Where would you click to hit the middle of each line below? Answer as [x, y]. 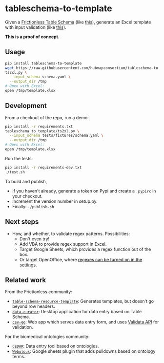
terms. [19, 357]
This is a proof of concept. [32, 37]
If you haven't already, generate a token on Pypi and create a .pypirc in [84, 191]
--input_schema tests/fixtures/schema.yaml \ [57, 136]
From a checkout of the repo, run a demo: [47, 117]
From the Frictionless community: [39, 292]
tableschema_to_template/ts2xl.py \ [42, 131]
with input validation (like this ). [36, 27]
